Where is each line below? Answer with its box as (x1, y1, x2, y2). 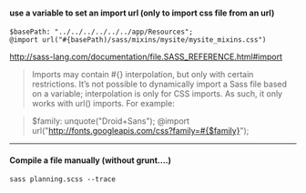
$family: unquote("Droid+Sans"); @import (31, 116, 189, 127)
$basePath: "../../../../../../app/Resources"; (9, 27, 194, 36)
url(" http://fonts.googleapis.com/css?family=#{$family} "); (31, 126, 250, 137)
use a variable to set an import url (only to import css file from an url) (9, 7, 275, 18)
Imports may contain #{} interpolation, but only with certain (31, 69, 254, 80)
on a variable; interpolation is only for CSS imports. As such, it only (31, 88, 283, 99)
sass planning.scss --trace (9, 175, 117, 184)
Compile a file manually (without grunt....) (9, 155, 171, 166)
